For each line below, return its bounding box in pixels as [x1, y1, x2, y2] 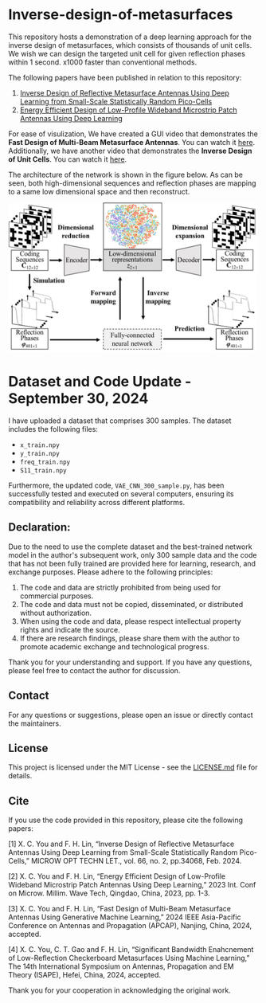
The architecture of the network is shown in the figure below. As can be [8, 170, 243, 179]
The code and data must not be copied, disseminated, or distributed [19, 599, 244, 609]
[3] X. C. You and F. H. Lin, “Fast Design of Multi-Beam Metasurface [8, 904, 232, 914]
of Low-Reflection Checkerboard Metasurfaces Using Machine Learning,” [8, 954, 250, 963]
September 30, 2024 [8, 390, 149, 408]
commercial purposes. [19, 591, 94, 601]
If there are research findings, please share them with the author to [19, 633, 241, 643]
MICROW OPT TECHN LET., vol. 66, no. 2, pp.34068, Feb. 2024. [30, 856, 242, 866]
